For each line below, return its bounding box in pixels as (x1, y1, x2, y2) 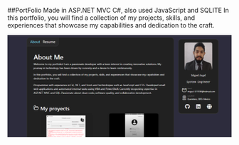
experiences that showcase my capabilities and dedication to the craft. (7, 21, 215, 29)
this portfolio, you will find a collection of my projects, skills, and (7, 13, 196, 22)
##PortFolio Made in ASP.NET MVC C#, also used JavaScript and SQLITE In (7, 6, 230, 14)
